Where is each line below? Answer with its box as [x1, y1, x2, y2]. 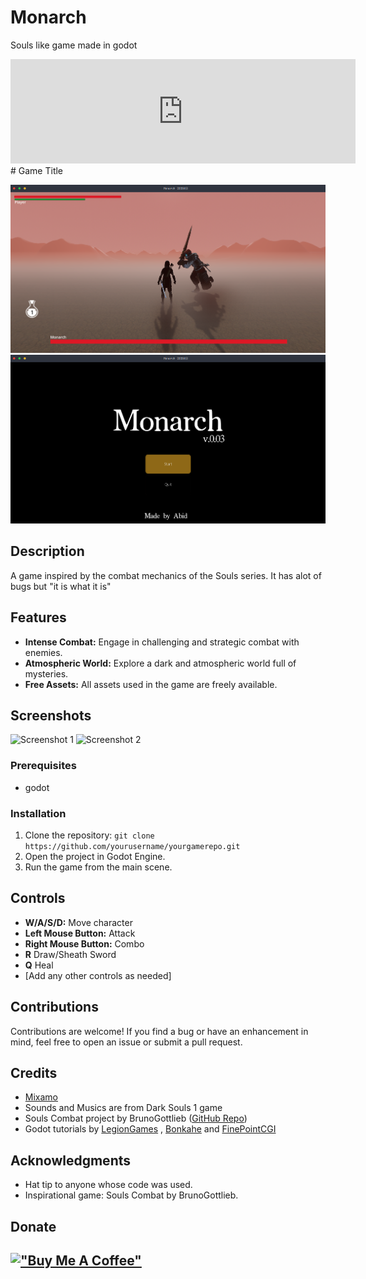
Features [10, 609, 67, 626]
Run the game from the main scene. [24, 861, 173, 873]
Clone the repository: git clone [24, 829, 155, 841]
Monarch [10, 6, 87, 29]
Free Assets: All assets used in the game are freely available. [24, 678, 278, 690]
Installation [10, 806, 67, 820]
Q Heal [24, 959, 54, 971]
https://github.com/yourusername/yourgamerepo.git [24, 841, 241, 851]
